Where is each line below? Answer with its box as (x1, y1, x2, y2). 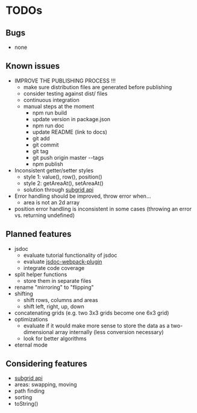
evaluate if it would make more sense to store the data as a (23, 322, 170, 329)
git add (32, 134, 50, 142)
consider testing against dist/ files (23, 90, 108, 97)
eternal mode (14, 341, 48, 348)
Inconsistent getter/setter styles (14, 166, 94, 174)
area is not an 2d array (23, 198, 80, 206)
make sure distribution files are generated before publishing (23, 83, 172, 90)
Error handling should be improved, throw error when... (14, 192, 151, 200)
